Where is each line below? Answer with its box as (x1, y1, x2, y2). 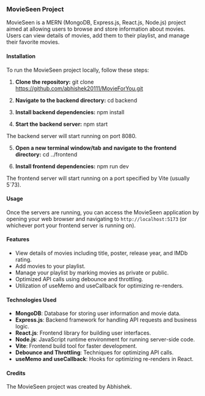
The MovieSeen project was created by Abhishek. (6, 383, 132, 390)
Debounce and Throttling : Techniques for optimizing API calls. (15, 349, 174, 356)
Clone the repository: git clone (15, 78, 94, 85)
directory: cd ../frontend (15, 150, 78, 158)
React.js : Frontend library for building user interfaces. (15, 329, 151, 336)
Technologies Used (6, 296, 57, 303)
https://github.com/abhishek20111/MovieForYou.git (15, 85, 144, 92)
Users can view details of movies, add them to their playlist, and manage (6, 32, 190, 39)
